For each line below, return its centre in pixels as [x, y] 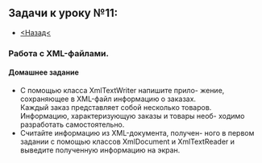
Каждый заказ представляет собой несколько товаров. [116, 107]
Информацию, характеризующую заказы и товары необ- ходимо [132, 116]
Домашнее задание [44, 72]
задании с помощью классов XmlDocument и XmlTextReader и [127, 141]
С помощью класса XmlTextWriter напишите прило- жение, [122, 90]
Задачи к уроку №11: [63, 13]
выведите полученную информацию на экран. [100, 150]
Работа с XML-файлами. [58, 53]
